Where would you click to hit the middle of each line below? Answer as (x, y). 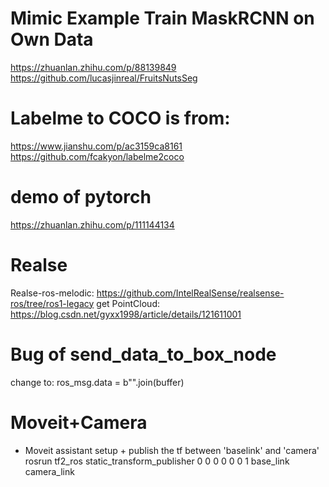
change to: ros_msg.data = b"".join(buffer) (97, 382)
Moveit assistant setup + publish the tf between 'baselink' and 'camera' (172, 450)
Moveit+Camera (79, 422)
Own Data (52, 39)
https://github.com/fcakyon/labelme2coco (97, 156)
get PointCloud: (128, 303)
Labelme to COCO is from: (120, 118)
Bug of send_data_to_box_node (143, 354)
